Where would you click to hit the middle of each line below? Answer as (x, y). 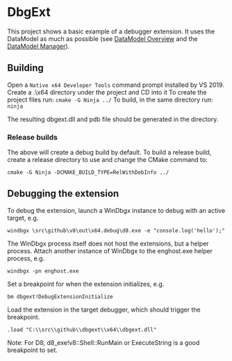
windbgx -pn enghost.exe (43, 271)
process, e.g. (26, 258)
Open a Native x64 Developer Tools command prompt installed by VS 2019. (116, 85)
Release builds (32, 137)
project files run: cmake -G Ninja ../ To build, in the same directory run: (110, 99)
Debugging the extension (63, 194)
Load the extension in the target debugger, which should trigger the (104, 310)
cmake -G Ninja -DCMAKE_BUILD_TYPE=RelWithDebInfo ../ (88, 173)
